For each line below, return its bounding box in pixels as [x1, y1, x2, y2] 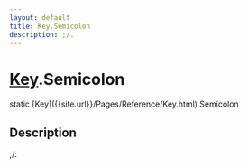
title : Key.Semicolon [9, 22, 91, 31]
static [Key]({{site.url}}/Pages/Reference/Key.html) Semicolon [9, 98, 239, 109]
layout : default [9, 13, 70, 23]
